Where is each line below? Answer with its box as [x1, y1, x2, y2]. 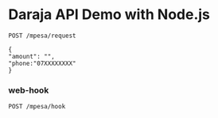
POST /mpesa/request [8, 32, 77, 40]
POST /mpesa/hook [8, 103, 66, 111]
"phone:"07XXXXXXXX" [8, 59, 77, 67]
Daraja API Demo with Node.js [8, 6, 211, 24]
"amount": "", [8, 52, 56, 60]
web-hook [8, 85, 49, 96]
